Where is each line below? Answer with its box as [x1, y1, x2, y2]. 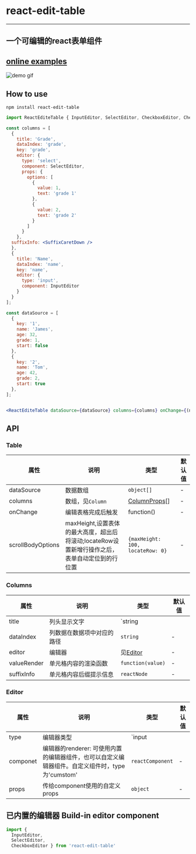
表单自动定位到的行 [65, 555, 118, 563]
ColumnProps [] [128, 497, 170, 505]
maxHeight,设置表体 [65, 520, 120, 528]
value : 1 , [37, 185, 61, 191]
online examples [6, 56, 67, 66]
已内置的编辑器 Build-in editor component [6, 811, 159, 821]
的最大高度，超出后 [65, 528, 118, 537]
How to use [6, 89, 48, 99]
